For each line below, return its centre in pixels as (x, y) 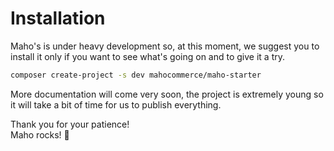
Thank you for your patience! (70, 124)
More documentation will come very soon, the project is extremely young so (167, 94)
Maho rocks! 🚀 (40, 134)
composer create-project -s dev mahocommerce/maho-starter (136, 75)
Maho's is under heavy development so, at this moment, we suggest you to (165, 46)
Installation (58, 18)
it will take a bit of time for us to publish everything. (116, 104)
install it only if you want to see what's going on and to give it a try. (147, 56)
